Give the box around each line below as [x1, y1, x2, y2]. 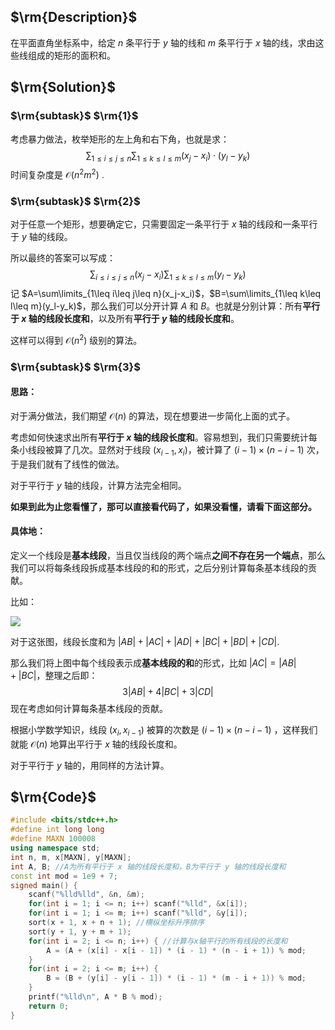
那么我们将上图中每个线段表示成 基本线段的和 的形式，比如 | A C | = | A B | [10, 656, 297, 669]
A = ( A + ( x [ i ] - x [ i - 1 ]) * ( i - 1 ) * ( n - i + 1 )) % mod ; [46, 945, 307, 955]
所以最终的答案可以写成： [10, 252, 116, 264]
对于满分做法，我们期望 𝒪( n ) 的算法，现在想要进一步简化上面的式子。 [10, 410, 296, 422]
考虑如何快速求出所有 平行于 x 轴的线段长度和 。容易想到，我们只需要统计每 [10, 431, 318, 443]
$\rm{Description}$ [10, 9, 138, 26]
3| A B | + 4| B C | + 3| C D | [122, 685, 214, 697]
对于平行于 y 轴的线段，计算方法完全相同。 [10, 479, 187, 491]
